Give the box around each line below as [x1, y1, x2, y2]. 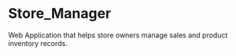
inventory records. [8, 38, 68, 47]
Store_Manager [8, 5, 112, 23]
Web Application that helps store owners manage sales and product [8, 30, 228, 40]
